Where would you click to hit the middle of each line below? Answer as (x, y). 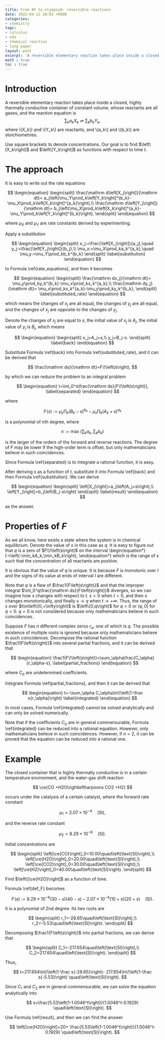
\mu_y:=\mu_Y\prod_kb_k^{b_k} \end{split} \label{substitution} (82, 253)
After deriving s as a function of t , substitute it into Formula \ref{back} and (80, 472)
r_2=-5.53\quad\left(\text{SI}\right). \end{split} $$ (82, 923)
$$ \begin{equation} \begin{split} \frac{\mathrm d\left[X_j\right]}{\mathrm (82, 192)
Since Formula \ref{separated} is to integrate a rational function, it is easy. (80, 462)
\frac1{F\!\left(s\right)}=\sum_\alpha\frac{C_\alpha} (104, 658)
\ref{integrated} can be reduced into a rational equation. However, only (77, 728)
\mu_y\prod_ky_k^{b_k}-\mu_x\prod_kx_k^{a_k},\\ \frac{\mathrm (77, 283)
